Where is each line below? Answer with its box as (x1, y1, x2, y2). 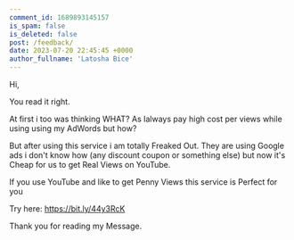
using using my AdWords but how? (9, 123, 137, 134)
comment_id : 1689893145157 (9, 12, 110, 22)
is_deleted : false (9, 29, 78, 38)
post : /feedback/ (9, 37, 74, 47)
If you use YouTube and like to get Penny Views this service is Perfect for (9, 177, 278, 187)
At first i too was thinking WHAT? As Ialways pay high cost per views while (9, 113, 282, 124)
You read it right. (9, 96, 70, 107)
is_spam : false (9, 21, 66, 30)
